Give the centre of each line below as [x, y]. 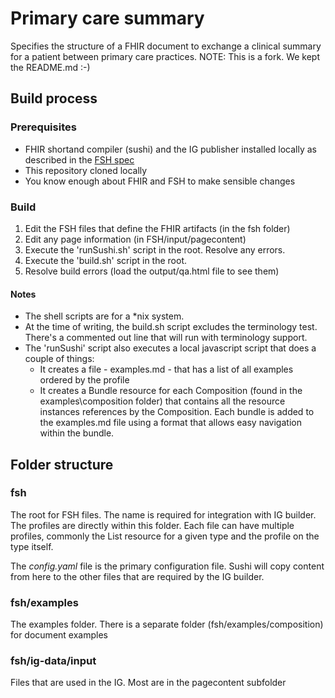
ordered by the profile [84, 380]
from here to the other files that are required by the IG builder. [137, 576]
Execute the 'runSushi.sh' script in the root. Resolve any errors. [155, 249]
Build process [54, 98]
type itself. [32, 546]
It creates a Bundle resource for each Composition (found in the [171, 391]
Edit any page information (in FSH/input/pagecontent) [135, 239]
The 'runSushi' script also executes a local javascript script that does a [170, 348]
